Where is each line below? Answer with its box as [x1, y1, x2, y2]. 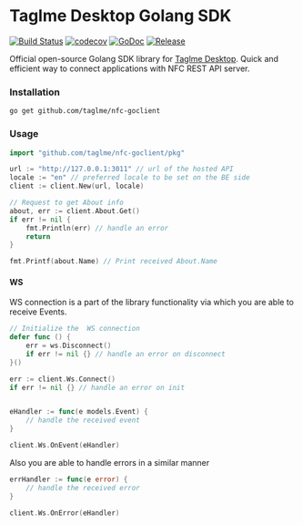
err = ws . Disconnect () [25, 341, 112, 351]
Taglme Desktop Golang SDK [9, 5, 232, 26]
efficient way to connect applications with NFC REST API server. [9, 63, 250, 74]
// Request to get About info [9, 198, 125, 208]
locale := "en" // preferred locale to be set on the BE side [9, 173, 250, 182]
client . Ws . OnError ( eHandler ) [9, 508, 120, 518]
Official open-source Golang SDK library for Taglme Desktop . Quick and [9, 53, 279, 64]
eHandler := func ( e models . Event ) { [9, 407, 148, 417]
